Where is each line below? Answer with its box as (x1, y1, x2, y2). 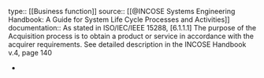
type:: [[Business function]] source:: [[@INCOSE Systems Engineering (8, 7, 236, 16)
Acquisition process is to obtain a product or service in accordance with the (8, 31, 255, 41)
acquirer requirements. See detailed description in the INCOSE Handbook (8, 40, 247, 49)
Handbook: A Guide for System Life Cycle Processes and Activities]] (8, 15, 230, 24)
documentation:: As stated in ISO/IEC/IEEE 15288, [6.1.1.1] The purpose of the (8, 23, 257, 32)
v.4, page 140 (8, 48, 53, 57)
